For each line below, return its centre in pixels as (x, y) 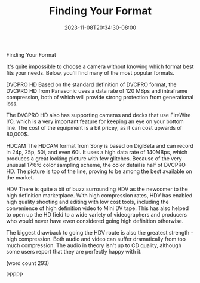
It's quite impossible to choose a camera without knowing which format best (100, 66)
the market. (20, 177)
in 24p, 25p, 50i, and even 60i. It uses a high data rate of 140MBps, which (97, 152)
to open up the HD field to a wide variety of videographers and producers (96, 214)
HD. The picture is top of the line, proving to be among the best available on (99, 171)
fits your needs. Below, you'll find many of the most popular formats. (90, 72)
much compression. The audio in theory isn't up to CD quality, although (94, 245)
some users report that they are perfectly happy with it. (74, 251)
